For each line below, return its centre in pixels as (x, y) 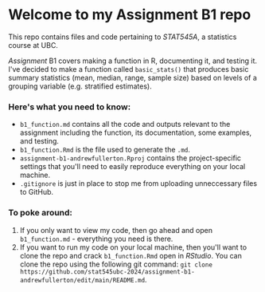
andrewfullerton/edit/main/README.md (82, 280)
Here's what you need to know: (70, 107)
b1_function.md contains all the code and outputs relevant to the (125, 124)
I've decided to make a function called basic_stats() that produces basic (129, 69)
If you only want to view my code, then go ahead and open (116, 230)
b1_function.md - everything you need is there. (96, 239)
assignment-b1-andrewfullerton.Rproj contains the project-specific (130, 158)
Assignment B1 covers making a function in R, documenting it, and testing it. (132, 61)
